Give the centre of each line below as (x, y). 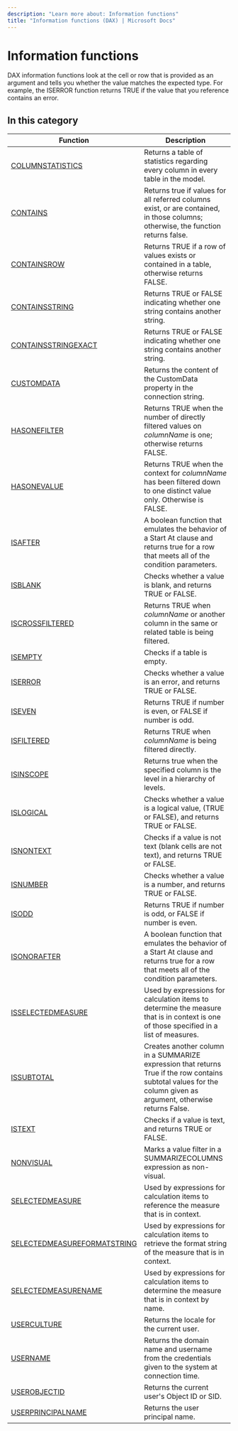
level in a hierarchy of (180, 779)
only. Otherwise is (174, 500)
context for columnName (186, 473)
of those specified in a (181, 1026)
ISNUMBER (29, 884)
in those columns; (174, 218)
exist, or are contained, (182, 208)
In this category (43, 120)
